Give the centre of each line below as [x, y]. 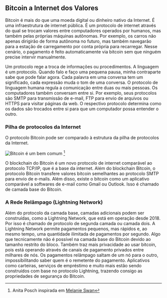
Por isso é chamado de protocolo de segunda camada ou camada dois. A [80, 224]
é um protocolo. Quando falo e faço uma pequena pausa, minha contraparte [83, 72]
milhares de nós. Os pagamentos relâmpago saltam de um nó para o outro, [82, 255]
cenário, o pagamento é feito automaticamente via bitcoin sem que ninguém [83, 52]
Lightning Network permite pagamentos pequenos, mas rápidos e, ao [76, 229]
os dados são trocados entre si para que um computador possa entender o [82, 109]
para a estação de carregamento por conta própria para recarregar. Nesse [81, 46]
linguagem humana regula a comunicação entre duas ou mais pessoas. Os [82, 88]
